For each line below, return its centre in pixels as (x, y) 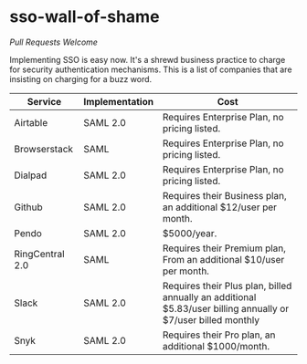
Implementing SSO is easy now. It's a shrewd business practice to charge (148, 59)
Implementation (118, 101)
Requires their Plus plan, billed (227, 286)
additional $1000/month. (216, 346)
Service (44, 101)
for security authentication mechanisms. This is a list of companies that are (151, 69)
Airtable (31, 122)
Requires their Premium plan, (224, 248)
